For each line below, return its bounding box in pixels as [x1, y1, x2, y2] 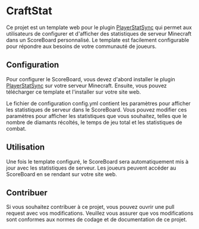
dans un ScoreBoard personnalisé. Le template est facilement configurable [6, 36, 189, 43]
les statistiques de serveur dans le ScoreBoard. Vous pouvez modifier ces [6, 106, 187, 113]
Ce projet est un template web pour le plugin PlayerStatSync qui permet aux [6, 24, 192, 31]
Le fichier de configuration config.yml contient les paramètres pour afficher [6, 100, 191, 107]
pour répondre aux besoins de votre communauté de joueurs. [6, 43, 157, 50]
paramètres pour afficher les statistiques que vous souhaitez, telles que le [6, 112, 187, 119]
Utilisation [6, 142, 45, 152]
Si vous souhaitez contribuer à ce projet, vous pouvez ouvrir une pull [6, 203, 175, 211]
